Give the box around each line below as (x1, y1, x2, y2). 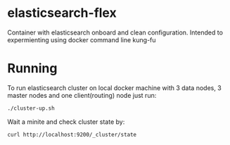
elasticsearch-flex (7, 5, 117, 21)
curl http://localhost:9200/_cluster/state (7, 131, 137, 138)
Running (7, 61, 58, 77)
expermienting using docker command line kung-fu (7, 35, 156, 44)
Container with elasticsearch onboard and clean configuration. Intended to (7, 28, 224, 37)
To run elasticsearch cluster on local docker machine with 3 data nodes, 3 (7, 83, 222, 92)
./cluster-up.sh (7, 104, 55, 112)
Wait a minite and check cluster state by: (7, 118, 125, 126)
